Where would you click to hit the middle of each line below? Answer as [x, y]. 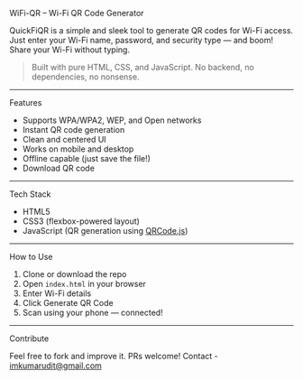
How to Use [31, 257]
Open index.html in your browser [84, 284]
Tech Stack [30, 194]
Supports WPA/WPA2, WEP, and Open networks [112, 120]
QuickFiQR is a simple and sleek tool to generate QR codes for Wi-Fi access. [151, 30]
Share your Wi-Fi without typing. [70, 50]
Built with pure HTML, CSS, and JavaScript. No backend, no [142, 67]
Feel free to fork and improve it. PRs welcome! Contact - [114, 356]
